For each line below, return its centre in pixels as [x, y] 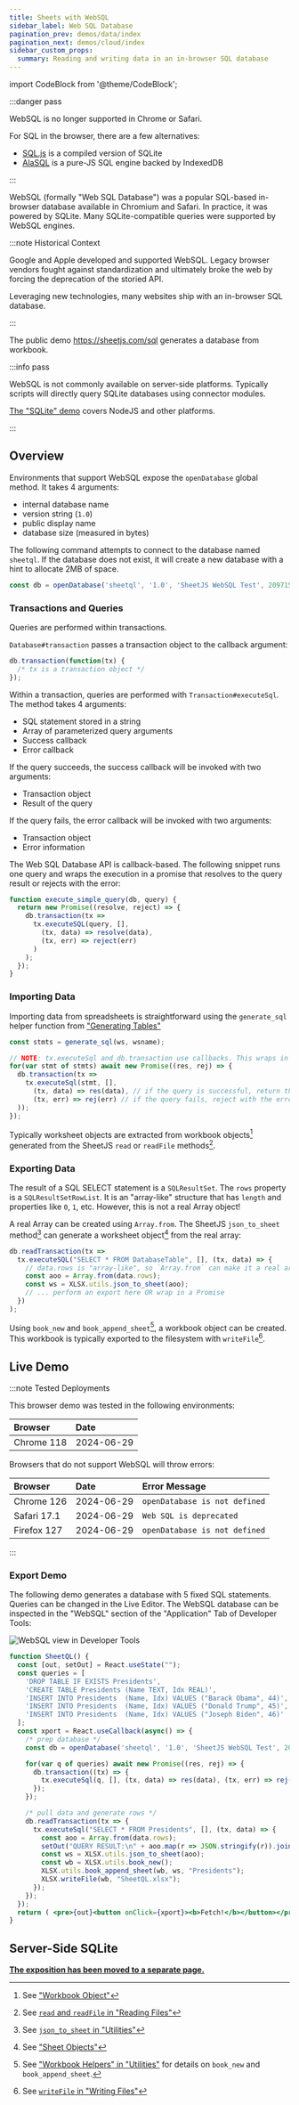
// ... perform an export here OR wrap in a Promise [125, 1293]
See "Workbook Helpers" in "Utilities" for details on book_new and [141, 2064]
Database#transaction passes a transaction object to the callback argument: [149, 644]
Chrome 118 [40, 1442]
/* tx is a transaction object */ [81, 669]
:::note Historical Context [55, 243]
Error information [53, 847]
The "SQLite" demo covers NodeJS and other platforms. [112, 411]
